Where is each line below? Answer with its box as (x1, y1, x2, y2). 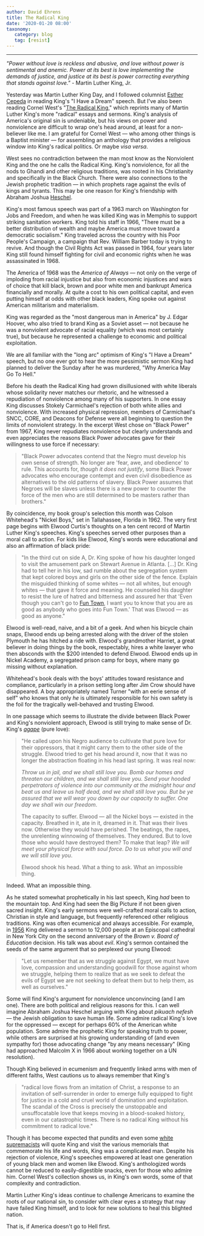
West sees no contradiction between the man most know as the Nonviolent (6, 155, 194, 162)
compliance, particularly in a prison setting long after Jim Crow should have (6, 681, 195, 688)
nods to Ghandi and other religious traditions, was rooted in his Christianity (6, 168, 194, 174)
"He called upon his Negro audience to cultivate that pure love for (21, 738, 186, 744)
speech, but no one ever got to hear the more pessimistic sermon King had (6, 358, 194, 365)
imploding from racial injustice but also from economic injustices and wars (6, 276, 192, 282)
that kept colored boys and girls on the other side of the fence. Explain (21, 573, 198, 580)
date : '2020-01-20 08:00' (6, 20, 72, 26)
